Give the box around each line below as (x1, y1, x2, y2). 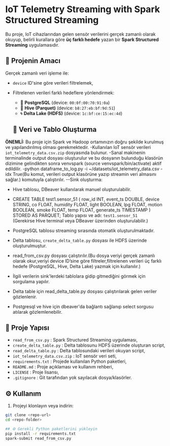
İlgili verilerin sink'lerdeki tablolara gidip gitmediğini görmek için (12, 273, 146, 279)
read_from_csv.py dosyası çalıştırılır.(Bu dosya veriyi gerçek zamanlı (12, 252, 155, 258)
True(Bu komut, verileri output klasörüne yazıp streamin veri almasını (12, 171, 156, 177)
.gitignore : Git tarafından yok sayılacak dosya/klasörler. (12, 375, 132, 381)
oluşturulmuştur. (12, 242, 47, 249)
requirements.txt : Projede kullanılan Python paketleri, (12, 358, 127, 364)
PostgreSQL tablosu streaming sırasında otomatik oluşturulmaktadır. (12, 227, 155, 234)
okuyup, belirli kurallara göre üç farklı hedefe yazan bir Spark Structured (5, 36, 159, 43)
